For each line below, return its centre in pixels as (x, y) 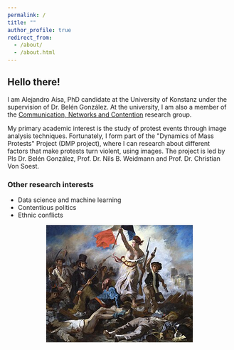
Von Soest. (23, 166)
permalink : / (27, 15)
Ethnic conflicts (41, 215)
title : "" (22, 22)
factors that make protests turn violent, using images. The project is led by (116, 151)
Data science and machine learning (69, 200)
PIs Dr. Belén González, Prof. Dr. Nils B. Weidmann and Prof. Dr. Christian (114, 158)
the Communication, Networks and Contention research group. (100, 115)
